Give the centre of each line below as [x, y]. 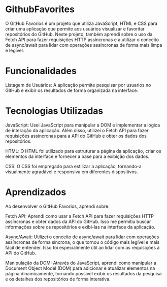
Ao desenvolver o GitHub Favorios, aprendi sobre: [58, 206]
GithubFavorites [40, 9]
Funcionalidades [41, 71]
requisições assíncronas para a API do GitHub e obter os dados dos [76, 136]
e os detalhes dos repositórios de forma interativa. [58, 279]
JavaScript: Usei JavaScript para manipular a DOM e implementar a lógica [83, 125]
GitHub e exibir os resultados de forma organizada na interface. [72, 90]
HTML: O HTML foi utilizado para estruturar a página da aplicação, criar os [83, 151]
